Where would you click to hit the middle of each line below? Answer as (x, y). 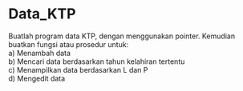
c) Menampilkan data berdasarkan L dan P (78, 69)
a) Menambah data (39, 53)
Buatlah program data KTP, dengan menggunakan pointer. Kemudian (121, 36)
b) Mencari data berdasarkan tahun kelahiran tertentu (97, 61)
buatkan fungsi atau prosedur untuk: (69, 44)
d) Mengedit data (37, 78)
